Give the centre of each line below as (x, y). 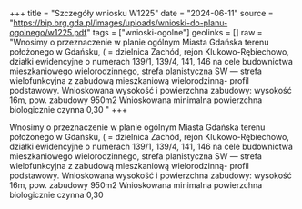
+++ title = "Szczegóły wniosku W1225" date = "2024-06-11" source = (141, 13)
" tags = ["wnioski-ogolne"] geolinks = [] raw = (174, 32)
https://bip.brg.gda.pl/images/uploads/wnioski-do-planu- (121, 23)
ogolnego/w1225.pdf (48, 32)
